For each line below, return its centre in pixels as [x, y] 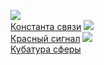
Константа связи [46, 26]
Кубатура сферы [46, 49]
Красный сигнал [45, 38]
